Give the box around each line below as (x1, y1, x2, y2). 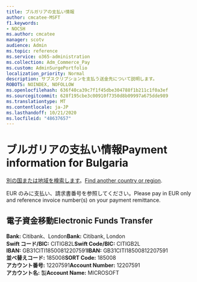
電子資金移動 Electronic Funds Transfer (6, 215, 153, 226)
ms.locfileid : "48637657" (6, 115, 71, 121)
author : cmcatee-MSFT (6, 14, 61, 20)
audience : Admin (6, 43, 47, 49)
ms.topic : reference (6, 48, 58, 54)
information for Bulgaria (6, 156, 128, 170)
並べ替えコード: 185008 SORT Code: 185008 (6, 254, 116, 261)
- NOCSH (6, 25, 26, 32)
